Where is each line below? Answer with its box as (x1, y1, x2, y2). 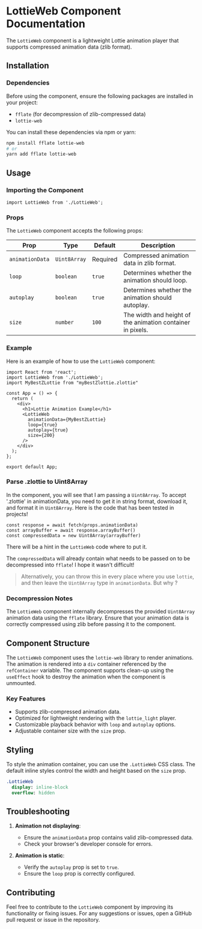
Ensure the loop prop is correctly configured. (23, 870, 135, 877)
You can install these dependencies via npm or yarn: (6, 128, 136, 136)
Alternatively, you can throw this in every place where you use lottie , (20, 573, 194, 580)
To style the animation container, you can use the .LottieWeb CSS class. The (6, 761, 195, 768)
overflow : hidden (11, 790, 55, 796)
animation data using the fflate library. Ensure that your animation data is (6, 614, 189, 621)
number (55, 319, 74, 326)
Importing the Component (6, 186, 84, 194)
